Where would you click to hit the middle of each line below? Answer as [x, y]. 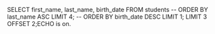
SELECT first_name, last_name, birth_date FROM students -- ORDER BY [107, 10]
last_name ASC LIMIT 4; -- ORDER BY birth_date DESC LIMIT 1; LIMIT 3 [107, 17]
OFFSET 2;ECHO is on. [39, 24]
